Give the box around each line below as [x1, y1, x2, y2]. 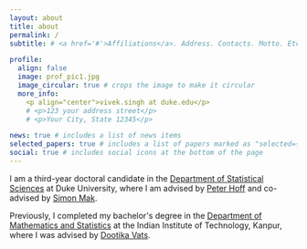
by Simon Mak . [40, 192, 98, 203]
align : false [17, 64, 68, 73]
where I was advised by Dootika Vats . [9, 229, 151, 240]
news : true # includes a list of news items [9, 131, 182, 140]
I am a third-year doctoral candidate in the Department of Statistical [9, 172, 264, 183]
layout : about [9, 13, 64, 23]
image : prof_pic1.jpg [17, 72, 101, 82]
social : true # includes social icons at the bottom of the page [9, 148, 263, 158]
